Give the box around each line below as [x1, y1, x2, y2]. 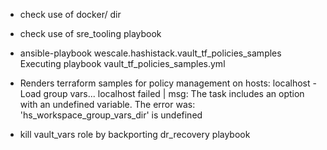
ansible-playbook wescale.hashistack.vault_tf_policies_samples [19, 47, 282, 59]
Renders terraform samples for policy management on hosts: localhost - [19, 77, 317, 89]
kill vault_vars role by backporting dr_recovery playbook [19, 129, 251, 140]
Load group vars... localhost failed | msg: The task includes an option [19, 88, 305, 99]
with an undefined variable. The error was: [19, 99, 196, 110]
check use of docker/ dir [19, 9, 122, 20]
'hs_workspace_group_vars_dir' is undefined [19, 109, 203, 121]
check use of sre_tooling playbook [19, 28, 162, 39]
